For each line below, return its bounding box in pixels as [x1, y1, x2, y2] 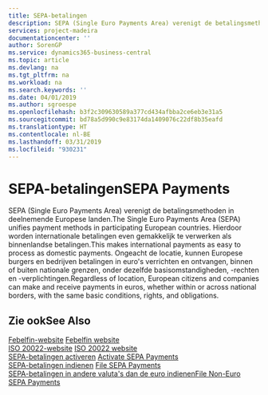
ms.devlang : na [8, 64, 59, 72]
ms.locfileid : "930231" [8, 145, 88, 153]
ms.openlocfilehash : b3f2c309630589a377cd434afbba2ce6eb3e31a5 [8, 109, 223, 117]
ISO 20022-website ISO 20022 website [8, 344, 138, 354]
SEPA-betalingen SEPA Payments [8, 180, 231, 198]
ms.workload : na [8, 78, 62, 86]
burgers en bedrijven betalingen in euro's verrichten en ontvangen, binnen [8, 257, 253, 267]
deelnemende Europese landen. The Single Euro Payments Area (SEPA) [8, 215, 241, 224]
